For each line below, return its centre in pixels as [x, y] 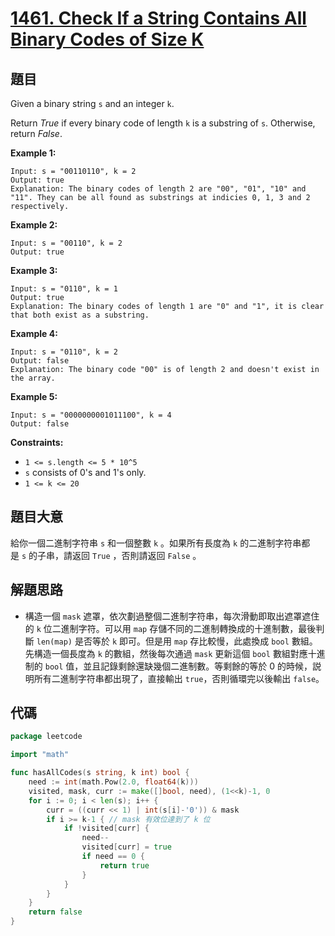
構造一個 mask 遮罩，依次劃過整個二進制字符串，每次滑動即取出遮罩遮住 [172, 616]
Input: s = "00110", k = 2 [66, 243]
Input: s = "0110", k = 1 [64, 289]
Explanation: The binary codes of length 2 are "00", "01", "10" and [158, 189]
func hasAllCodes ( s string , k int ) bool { [100, 773]
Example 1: [33, 153]
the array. [33, 378]
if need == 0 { [113, 857]
